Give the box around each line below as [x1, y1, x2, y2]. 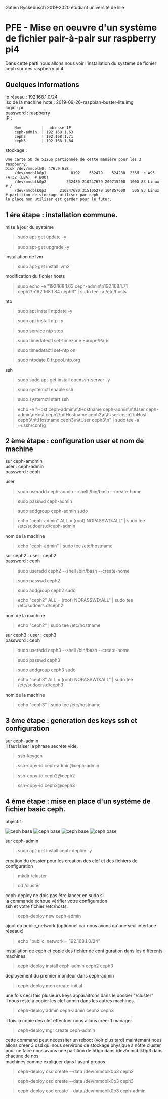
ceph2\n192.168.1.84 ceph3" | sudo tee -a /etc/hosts [17, 288, 127, 294]
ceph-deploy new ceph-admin [17, 913, 81, 919]
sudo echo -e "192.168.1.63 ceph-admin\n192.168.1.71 [17, 283, 128, 289]
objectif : [5, 819, 24, 824]
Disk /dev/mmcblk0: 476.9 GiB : [5, 166, 73, 171]
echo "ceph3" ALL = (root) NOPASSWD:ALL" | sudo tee [17, 677, 133, 683]
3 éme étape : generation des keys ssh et [5, 716, 138, 725]
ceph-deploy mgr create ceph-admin [17, 1027, 95, 1033]
